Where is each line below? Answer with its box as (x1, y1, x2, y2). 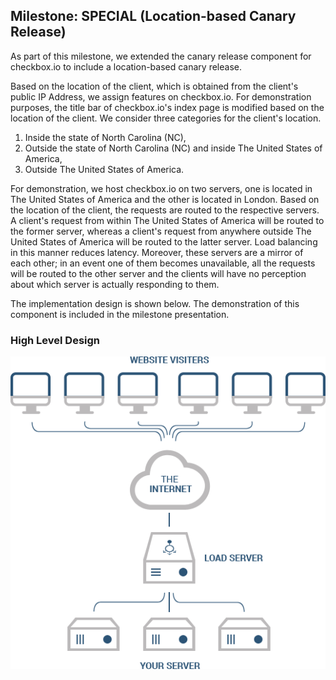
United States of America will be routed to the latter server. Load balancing (10, 235, 318, 248)
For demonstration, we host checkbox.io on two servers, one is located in (10, 182, 313, 194)
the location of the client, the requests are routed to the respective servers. (10, 204, 320, 216)
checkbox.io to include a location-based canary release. (10, 60, 242, 73)
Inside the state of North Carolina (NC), (24, 131, 187, 143)
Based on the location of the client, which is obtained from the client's (10, 80, 299, 92)
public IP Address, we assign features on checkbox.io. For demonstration (10, 90, 312, 103)
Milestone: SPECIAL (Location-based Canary (10, 8, 297, 25)
